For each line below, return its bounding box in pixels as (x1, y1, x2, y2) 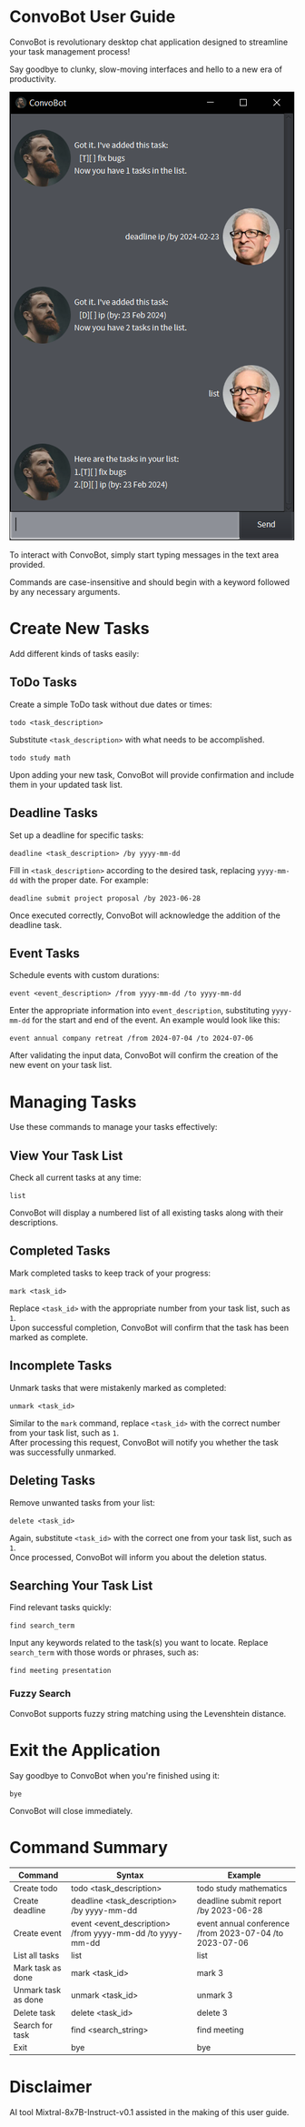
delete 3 (196, 2007, 229, 2018)
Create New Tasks (9, 619, 150, 639)
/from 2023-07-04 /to (196, 1927, 284, 1939)
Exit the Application (9, 1739, 161, 1760)
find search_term (9, 1621, 75, 1630)
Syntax (116, 1870, 144, 1880)
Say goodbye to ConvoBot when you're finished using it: (9, 1769, 221, 1780)
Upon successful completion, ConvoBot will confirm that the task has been (9, 1322, 289, 1333)
